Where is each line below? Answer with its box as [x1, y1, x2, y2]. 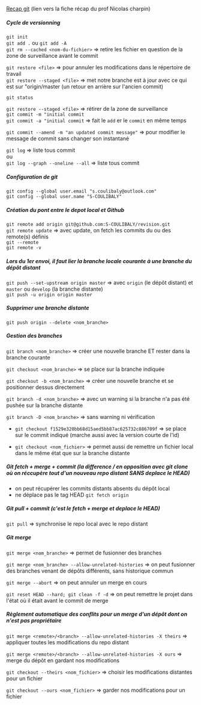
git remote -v [6, 244, 42, 250]
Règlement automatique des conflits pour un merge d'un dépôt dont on [6, 610, 188, 618]
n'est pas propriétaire [6, 617, 62, 624]
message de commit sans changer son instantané [6, 135, 130, 142]
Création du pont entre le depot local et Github [6, 206, 125, 213]
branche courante [6, 353, 51, 361]
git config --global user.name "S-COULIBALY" [6, 193, 122, 199]
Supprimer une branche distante [6, 304, 89, 312]
